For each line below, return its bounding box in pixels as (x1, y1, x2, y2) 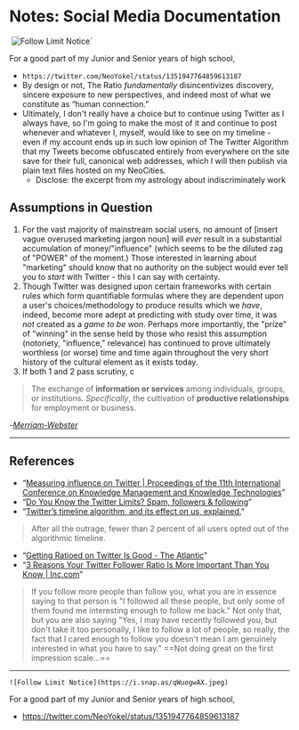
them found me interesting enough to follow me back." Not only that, (30, 604, 283, 616)
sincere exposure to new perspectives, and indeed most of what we (21, 89, 271, 100)
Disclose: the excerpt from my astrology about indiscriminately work (35, 174, 287, 185)
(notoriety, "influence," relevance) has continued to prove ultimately (21, 337, 271, 349)
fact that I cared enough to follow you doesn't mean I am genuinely (30, 633, 278, 644)
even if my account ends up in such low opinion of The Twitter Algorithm (21, 136, 289, 147)
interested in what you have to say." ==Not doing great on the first (30, 643, 274, 653)
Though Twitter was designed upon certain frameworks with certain (21, 281, 271, 291)
